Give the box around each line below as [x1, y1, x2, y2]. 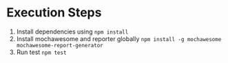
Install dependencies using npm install [16, 27, 129, 36]
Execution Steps [6, 5, 102, 21]
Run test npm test [16, 48, 67, 56]
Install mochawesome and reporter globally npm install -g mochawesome [16, 34, 222, 42]
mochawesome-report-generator [16, 42, 104, 49]
